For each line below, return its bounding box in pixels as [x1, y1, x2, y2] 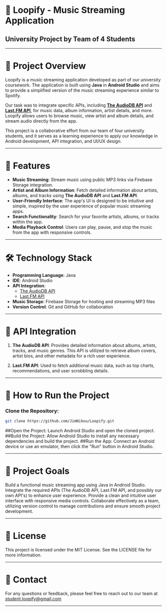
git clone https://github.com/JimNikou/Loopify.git [5, 419, 114, 424]
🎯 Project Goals [5, 466, 70, 477]
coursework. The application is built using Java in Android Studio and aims [5, 82, 160, 88]
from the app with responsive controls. [12, 229, 92, 235]
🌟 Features [5, 160, 51, 172]
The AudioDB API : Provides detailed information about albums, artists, [12, 342, 157, 348]
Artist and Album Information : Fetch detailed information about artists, [12, 187, 159, 193]
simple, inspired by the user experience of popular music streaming [12, 203, 151, 209]
